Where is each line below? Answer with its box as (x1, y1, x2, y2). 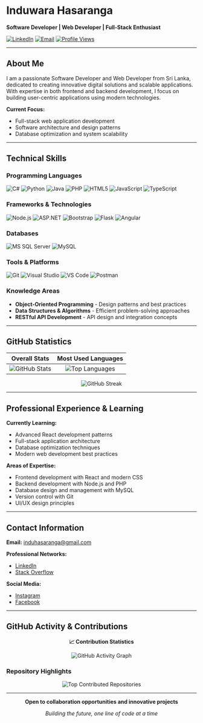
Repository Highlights (6, 667, 72, 675)
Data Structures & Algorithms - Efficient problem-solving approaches (14, 306, 190, 314)
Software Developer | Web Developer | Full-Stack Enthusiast (6, 24, 161, 31)
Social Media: (6, 580, 41, 588)
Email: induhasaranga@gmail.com (6, 539, 92, 546)
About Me (6, 59, 44, 69)
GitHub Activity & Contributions (6, 621, 128, 632)
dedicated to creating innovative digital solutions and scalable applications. (6, 81, 193, 88)
